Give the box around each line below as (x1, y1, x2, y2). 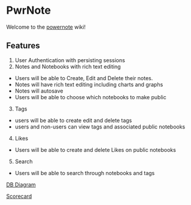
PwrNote (6, 4, 51, 17)
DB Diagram (6, 180, 36, 188)
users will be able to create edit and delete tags (14, 117, 132, 124)
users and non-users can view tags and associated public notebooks (14, 123, 186, 130)
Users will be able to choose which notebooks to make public (14, 93, 166, 100)
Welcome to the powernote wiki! (6, 23, 86, 30)
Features (6, 41, 40, 51)
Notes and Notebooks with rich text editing (14, 63, 121, 70)
